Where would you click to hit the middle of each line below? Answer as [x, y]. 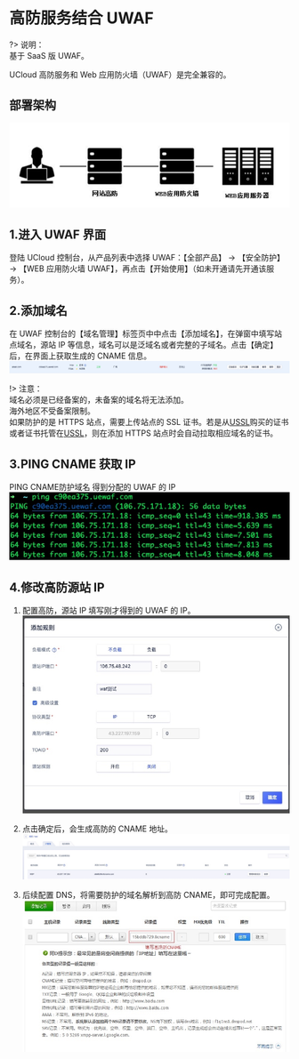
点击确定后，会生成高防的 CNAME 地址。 [97, 829]
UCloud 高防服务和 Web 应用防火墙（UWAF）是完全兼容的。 [120, 74]
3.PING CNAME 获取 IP [73, 464]
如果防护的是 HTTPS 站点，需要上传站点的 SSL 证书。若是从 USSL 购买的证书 [149, 422]
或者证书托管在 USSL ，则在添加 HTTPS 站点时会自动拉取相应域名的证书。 [144, 433]
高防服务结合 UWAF [81, 18]
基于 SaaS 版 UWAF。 [49, 55]
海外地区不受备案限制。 [52, 411]
